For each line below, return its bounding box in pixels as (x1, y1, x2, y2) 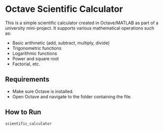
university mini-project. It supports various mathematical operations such (5, 25, 155, 31)
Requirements (5, 75, 49, 84)
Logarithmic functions (12, 50, 57, 56)
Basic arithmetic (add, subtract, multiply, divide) (12, 40, 110, 45)
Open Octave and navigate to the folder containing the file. (12, 93, 132, 99)
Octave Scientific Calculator (5, 3, 123, 15)
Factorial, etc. (12, 61, 41, 67)
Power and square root (12, 55, 59, 61)
